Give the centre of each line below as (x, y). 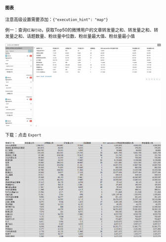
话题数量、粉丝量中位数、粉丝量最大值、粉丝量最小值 (81, 36)
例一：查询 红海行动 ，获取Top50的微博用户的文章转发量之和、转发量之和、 (80, 30)
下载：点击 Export (23, 135)
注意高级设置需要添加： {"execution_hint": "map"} (57, 19)
